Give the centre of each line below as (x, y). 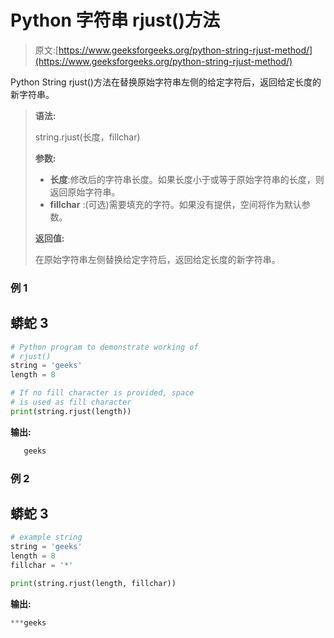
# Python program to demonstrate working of (104, 347)
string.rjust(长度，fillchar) (87, 137)
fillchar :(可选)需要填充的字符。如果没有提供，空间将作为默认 (175, 204)
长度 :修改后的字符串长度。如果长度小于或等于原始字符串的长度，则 (187, 179)
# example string (46, 537)
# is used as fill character (71, 402)
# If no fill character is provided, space (102, 393)
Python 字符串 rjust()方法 (115, 20)
